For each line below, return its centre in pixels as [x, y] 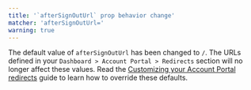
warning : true [32, 30]
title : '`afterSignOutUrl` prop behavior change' [92, 15]
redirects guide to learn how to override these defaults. [98, 78]
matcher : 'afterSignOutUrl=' [56, 23]
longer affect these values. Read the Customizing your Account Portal [122, 69]
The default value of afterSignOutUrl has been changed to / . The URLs [125, 53]
